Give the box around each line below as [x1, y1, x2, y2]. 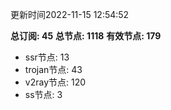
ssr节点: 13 [24, 51, 70, 63]
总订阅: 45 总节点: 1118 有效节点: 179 [10, 30, 162, 42]
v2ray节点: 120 [24, 76, 87, 88]
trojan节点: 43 [24, 64, 83, 75]
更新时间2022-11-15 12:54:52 [10, 9, 130, 20]
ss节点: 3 [24, 89, 63, 100]
